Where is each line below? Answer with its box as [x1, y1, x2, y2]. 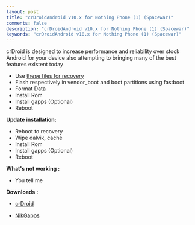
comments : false [6, 20, 47, 26]
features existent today [6, 61, 63, 68]
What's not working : [6, 165, 60, 173]
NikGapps [14, 212, 40, 219]
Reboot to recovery [14, 128, 63, 135]
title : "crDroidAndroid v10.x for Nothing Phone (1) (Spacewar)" [6, 14, 173, 21]
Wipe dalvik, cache [14, 134, 63, 142]
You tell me [14, 177, 43, 184]
